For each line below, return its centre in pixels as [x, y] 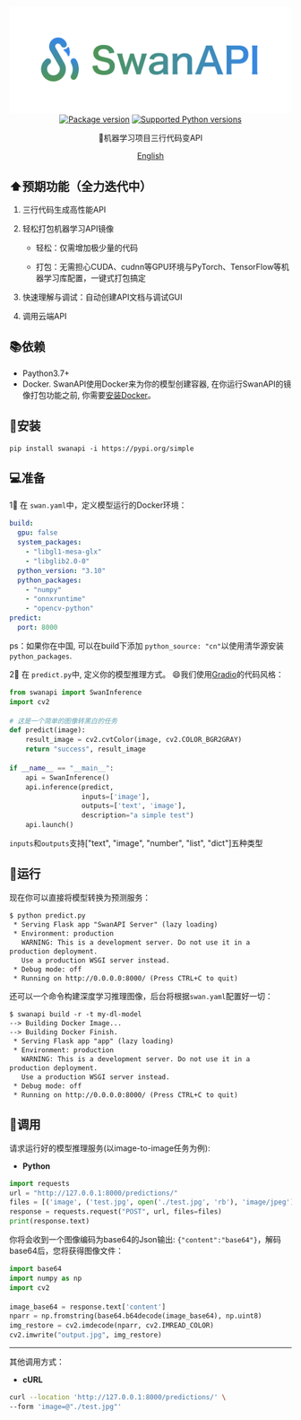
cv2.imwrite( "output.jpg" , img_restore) [86, 1335]
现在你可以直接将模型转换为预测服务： [80, 897]
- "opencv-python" [60, 609]
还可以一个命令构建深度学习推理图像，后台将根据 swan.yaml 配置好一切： [141, 996]
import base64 [36, 1269]
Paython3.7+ [46, 373]
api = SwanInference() [68, 778]
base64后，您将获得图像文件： [66, 1251]
